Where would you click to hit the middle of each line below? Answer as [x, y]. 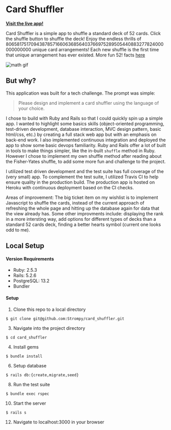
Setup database [30, 365]
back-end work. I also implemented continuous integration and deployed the [86, 140]
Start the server [30, 403]
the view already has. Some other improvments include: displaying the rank [85, 213]
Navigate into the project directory [49, 328]
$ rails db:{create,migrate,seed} [42, 375]
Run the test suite [32, 384]
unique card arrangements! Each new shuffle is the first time [96, 49]
